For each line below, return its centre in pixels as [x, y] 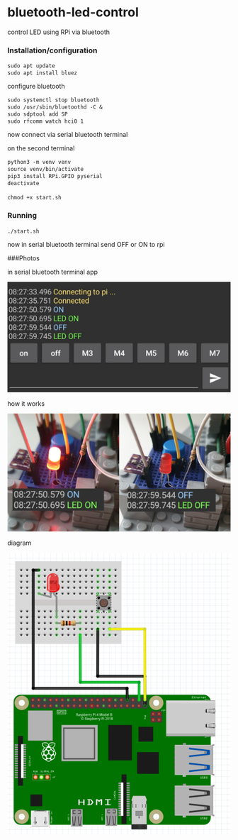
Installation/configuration [52, 50]
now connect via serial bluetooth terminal [68, 135]
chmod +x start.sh [34, 198]
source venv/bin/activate [45, 170]
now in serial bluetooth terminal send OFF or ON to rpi [86, 244]
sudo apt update [31, 66]
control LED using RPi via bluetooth [59, 32]
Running [22, 216]
